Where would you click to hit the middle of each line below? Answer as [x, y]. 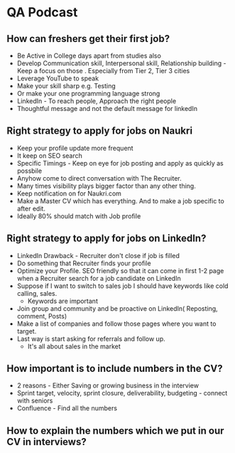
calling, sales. [37, 293]
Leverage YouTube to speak [58, 78]
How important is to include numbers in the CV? [115, 369]
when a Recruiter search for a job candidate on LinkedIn [99, 278]
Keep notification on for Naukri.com [69, 193]
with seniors [35, 401]
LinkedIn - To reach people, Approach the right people [97, 101]
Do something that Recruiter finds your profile [84, 263]
